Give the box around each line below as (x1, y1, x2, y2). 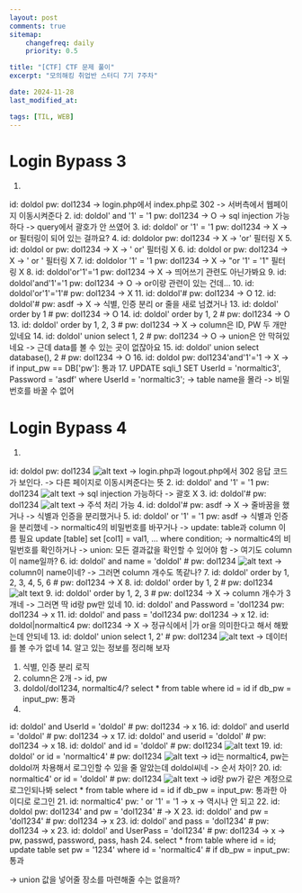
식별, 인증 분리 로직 (22, 662, 90, 672)
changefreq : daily (25, 38, 94, 48)
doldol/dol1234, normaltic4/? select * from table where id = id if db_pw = (22, 683, 292, 694)
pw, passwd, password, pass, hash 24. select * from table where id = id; (9, 834, 277, 846)
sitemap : (9, 30, 42, 39)
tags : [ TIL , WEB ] (9, 112, 75, 122)
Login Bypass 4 (9, 418, 128, 437)
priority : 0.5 (25, 47, 78, 56)
